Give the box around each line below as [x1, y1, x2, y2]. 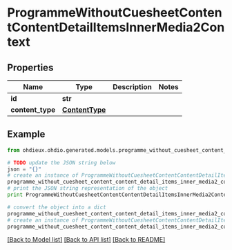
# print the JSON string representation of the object [7, 185, 168, 192]
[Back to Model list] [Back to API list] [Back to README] [7, 235, 166, 244]
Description [113, 82, 152, 91]
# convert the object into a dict [7, 204, 107, 211]
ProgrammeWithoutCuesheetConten [7, 5, 222, 21]
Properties [7, 61, 54, 73]
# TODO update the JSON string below [7, 159, 116, 166]
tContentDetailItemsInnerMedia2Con [7, 19, 225, 35]
